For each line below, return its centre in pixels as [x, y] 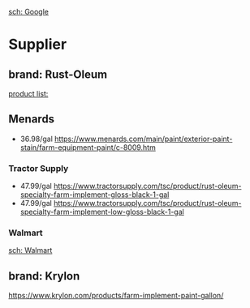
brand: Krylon [44, 276]
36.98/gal [36, 139]
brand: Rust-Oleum [58, 74]
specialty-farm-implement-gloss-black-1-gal [95, 195]
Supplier [38, 45]
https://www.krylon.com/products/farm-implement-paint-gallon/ [116, 296]
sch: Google [29, 12]
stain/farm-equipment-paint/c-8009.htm [88, 147]
